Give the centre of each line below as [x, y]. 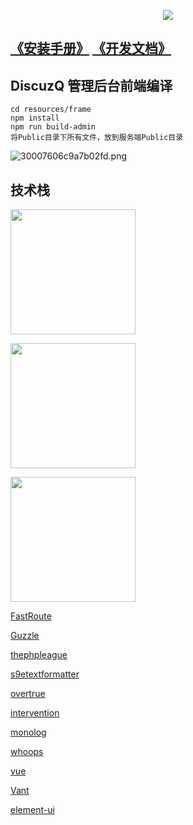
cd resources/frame [51, 110]
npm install [35, 118]
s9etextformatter [45, 674]
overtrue [28, 694]
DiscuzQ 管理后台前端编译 [91, 85]
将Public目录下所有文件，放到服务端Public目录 [97, 138]
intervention [35, 713]
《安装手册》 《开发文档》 [91, 48]
